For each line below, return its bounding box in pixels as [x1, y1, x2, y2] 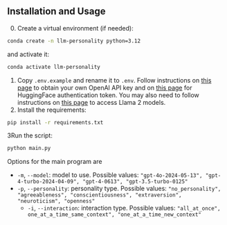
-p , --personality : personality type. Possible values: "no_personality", [17, 184, 221, 193]
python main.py [7, 145, 51, 152]
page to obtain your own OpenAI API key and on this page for [17, 83, 192, 92]
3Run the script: [7, 131, 53, 140]
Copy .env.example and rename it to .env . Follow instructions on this [17, 76, 212, 84]
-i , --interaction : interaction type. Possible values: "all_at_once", [27, 204, 221, 212]
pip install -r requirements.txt [7, 119, 104, 126]
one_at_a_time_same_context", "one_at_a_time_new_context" [27, 211, 202, 218]
